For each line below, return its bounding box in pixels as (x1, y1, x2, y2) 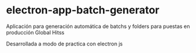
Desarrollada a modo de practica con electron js (6, 40, 123, 47)
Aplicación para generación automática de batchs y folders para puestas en (6, 23, 190, 30)
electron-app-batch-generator (6, 3, 160, 17)
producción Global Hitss (6, 29, 65, 36)
